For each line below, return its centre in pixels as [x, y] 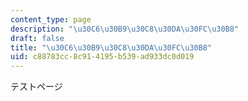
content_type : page [51, 19]
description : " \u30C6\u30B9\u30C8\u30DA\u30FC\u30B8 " [125, 29]
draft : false [37, 38]
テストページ [36, 87]
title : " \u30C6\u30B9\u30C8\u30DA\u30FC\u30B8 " [111, 47]
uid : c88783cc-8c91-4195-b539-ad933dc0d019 [102, 57]
